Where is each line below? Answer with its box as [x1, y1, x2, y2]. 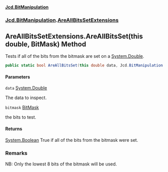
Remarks [5, 149, 28, 156]
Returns [5, 126, 23, 132]
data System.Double [5, 85, 47, 91]
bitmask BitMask [5, 105, 39, 111]
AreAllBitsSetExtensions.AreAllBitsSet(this [5, 32, 143, 40]
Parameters [5, 73, 30, 80]
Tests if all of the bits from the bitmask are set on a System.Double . [5, 53, 144, 59]
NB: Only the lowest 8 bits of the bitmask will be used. [5, 161, 117, 167]
